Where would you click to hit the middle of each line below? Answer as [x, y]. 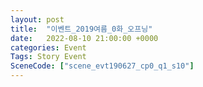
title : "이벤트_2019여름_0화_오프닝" [81, 29]
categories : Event [48, 47]
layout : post [37, 19]
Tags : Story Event [48, 57]
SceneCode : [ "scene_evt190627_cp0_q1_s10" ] [102, 66]
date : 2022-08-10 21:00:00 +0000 [84, 38]
